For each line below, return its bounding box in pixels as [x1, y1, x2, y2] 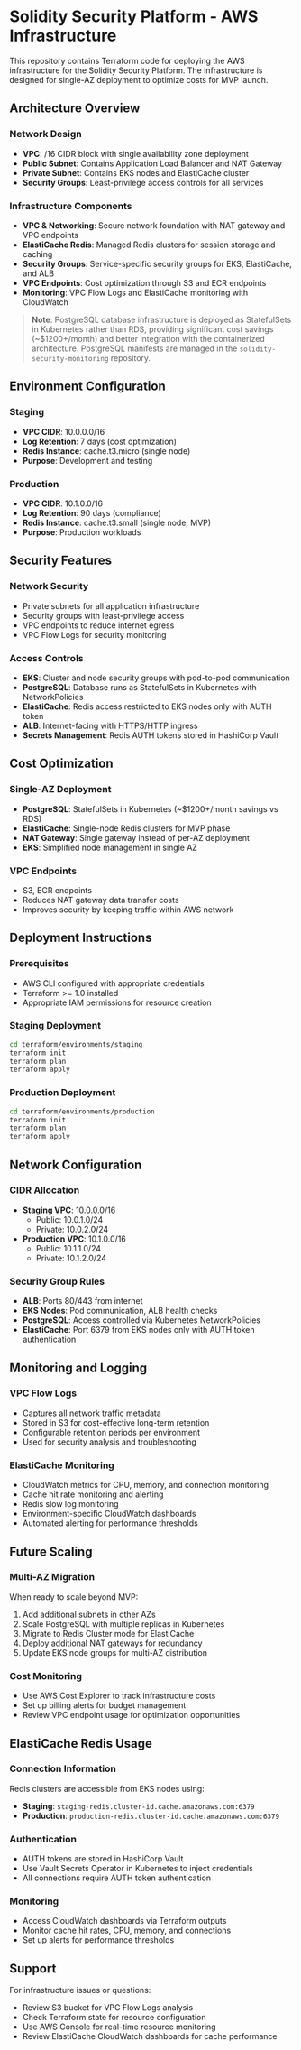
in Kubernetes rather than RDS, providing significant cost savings [31, 323, 274, 335]
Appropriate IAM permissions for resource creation [22, 997, 212, 1008]
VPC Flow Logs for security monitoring [22, 629, 167, 640]
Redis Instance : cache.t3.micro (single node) [22, 445, 191, 457]
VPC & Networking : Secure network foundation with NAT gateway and [22, 219, 286, 231]
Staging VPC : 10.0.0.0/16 [22, 1205, 116, 1215]
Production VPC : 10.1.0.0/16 [22, 1233, 126, 1244]
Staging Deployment [9, 1020, 102, 1032]
